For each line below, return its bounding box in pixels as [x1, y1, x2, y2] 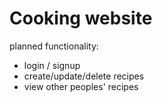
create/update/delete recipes [23, 70, 145, 82]
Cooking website [9, 7, 153, 30]
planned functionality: [9, 40, 99, 52]
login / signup [23, 59, 81, 71]
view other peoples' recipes [23, 80, 139, 92]
